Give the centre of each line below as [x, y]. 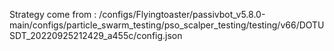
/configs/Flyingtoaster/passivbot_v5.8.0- [182, 14]
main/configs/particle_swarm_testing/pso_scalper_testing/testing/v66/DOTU [167, 25]
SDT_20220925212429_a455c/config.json [96, 35]
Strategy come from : [53, 14]
